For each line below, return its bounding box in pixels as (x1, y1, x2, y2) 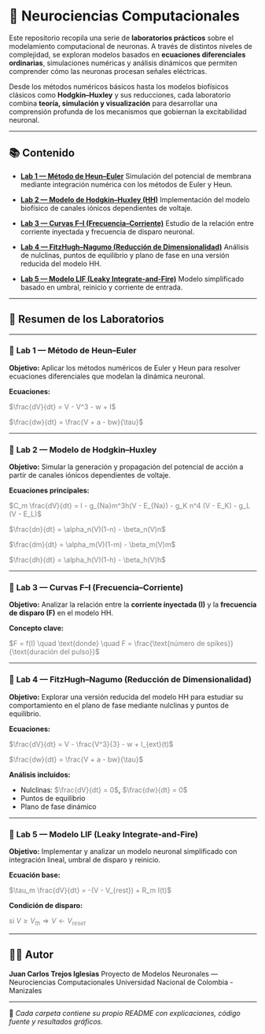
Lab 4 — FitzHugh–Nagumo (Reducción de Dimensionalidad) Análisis (20, 242, 249, 251)
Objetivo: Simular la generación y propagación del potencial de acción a (9, 462, 244, 471)
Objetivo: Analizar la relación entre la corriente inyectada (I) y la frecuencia (9, 600, 257, 609)
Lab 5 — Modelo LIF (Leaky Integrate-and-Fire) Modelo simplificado (20, 274, 245, 283)
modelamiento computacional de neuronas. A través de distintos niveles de (9, 41, 252, 50)
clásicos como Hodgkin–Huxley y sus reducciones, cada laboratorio (9, 90, 231, 99)
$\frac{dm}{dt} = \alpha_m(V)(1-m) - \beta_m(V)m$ (9, 540, 176, 549)
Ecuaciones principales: (9, 486, 90, 495)
